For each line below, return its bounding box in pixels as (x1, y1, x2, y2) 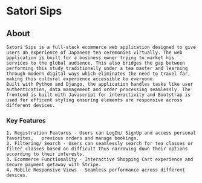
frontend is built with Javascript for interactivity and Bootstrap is (6, 92, 191, 98)
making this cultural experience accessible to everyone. (6, 76, 155, 82)
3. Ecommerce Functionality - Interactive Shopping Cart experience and (6, 156, 194, 162)
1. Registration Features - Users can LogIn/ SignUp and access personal (6, 130, 197, 136)
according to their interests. (6, 151, 85, 158)
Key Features (6, 116, 47, 124)
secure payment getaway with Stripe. (6, 162, 102, 168)
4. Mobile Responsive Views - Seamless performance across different (6, 167, 186, 173)
